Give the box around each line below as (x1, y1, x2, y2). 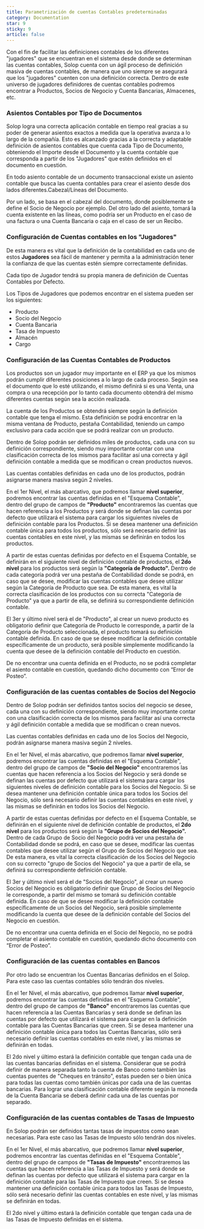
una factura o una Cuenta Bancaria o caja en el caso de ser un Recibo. (6, 218, 183, 225)
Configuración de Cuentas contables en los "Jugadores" (6, 233, 177, 241)
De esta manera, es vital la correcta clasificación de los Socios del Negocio (6, 853, 195, 861)
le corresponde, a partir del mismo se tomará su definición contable (6, 891, 177, 899)
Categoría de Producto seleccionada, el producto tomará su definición (6, 629, 183, 636)
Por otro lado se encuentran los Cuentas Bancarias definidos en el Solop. (6, 971, 190, 978)
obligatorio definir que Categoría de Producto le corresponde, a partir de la (6, 622, 195, 629)
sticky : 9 (6, 26, 32, 32)
